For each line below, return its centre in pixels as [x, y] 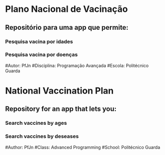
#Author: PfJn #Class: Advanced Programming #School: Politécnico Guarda [83, 147]
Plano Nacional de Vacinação [67, 9]
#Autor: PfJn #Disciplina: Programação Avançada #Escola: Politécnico [77, 65]
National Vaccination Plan [59, 91]
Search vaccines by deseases [42, 136]
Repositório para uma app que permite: [67, 27]
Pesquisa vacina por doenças [41, 54]
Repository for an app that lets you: [61, 109]
